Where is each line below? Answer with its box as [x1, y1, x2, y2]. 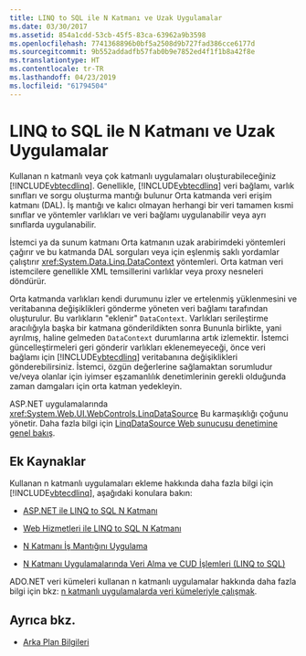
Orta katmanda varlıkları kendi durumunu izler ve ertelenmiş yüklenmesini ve [9, 293, 298, 304]
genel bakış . [9, 427, 56, 439]
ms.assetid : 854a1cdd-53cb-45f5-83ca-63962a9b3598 [9, 30, 206, 39]
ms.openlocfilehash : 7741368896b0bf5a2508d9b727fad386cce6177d [9, 38, 256, 48]
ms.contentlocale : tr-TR [9, 65, 104, 74]
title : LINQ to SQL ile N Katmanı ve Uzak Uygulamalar [9, 13, 223, 23]
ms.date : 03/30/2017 [9, 22, 89, 31]
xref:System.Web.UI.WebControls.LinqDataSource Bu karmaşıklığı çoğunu [9, 407, 289, 418]
